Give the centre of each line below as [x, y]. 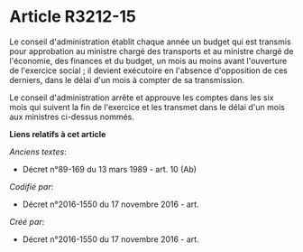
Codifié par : [32, 186]
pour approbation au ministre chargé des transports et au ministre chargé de [151, 51]
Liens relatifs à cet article [58, 134]
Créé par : [27, 221]
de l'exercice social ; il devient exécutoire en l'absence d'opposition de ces [149, 70]
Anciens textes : [38, 152]
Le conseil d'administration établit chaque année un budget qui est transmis [150, 42]
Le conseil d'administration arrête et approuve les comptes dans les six [142, 98]
